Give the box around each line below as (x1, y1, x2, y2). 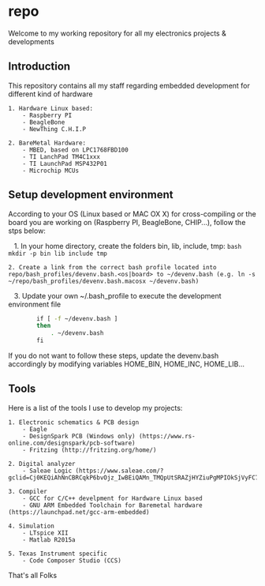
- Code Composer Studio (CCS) (22, 556, 122, 565)
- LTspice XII (22, 528, 69, 537)
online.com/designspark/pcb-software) (8, 439, 136, 447)
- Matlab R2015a (22, 535, 77, 543)
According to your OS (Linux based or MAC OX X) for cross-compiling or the (8, 208, 256, 219)
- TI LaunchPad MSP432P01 (22, 160, 108, 167)
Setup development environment (8, 188, 174, 201)
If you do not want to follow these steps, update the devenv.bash (8, 351, 219, 361)
